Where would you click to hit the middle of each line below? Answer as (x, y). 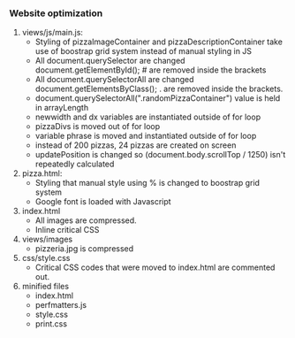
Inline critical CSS (67, 230)
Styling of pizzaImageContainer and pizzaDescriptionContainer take (159, 42)
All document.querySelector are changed (110, 61)
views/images (47, 239)
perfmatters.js (61, 305)
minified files (45, 287)
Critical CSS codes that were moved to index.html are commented (155, 267)
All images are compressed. (86, 220)
